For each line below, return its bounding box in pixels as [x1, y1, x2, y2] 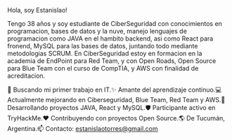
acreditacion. [7, 71, 46, 80]
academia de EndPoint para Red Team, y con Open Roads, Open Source [7, 57, 217, 65]
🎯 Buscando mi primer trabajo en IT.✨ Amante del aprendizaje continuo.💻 [7, 85, 222, 94]
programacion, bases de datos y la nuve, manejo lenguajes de [7, 27, 188, 35]
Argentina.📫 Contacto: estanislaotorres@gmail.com [7, 125, 158, 132]
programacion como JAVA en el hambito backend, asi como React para [7, 34, 214, 43]
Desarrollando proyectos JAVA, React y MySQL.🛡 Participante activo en [7, 104, 216, 111]
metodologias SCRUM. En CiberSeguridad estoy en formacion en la [7, 49, 202, 57]
